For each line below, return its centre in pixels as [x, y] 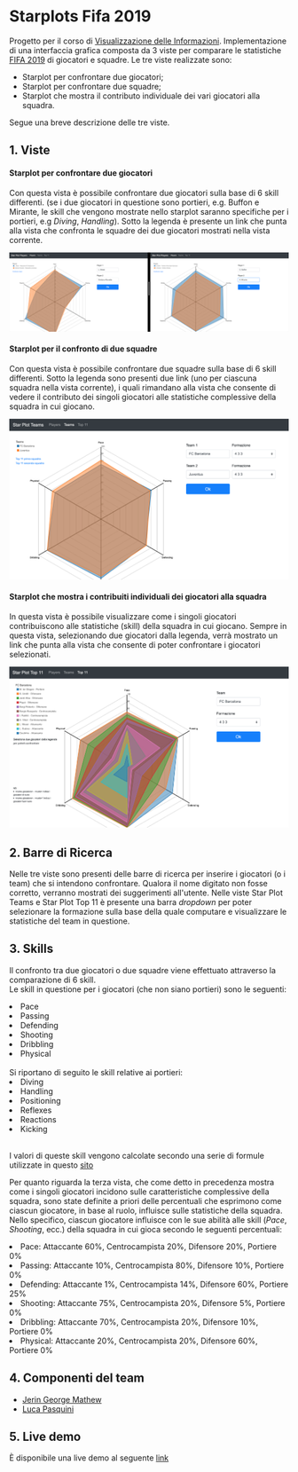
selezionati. [30, 655]
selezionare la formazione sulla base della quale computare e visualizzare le [148, 912]
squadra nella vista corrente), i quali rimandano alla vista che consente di [143, 387]
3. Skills [31, 949]
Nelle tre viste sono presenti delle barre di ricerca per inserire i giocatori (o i [148, 874]
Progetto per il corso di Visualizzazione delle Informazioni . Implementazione [148, 41]
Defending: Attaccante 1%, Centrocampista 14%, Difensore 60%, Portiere [155, 1284]
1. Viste [30, 150]
